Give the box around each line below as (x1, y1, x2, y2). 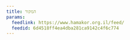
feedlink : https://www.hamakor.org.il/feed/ (11, 19, 125, 25)
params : (6, 14, 26, 20)
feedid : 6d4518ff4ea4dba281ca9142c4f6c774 (11, 25, 119, 31)
